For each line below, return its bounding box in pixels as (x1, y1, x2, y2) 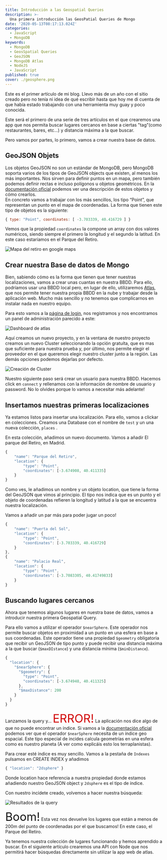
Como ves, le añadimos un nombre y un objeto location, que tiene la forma (5, 487, 159, 493)
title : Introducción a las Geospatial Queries (5, 7, 104, 13)
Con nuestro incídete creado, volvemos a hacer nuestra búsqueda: (5, 789, 143, 796)
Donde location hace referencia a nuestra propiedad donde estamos (5, 774, 146, 781)
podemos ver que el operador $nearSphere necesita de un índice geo (5, 730, 147, 736)
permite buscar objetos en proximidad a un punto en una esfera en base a (5, 630, 157, 636)
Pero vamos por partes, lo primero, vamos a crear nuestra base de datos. (5, 137, 156, 143)
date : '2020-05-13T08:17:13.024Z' (5, 21, 77, 27)
